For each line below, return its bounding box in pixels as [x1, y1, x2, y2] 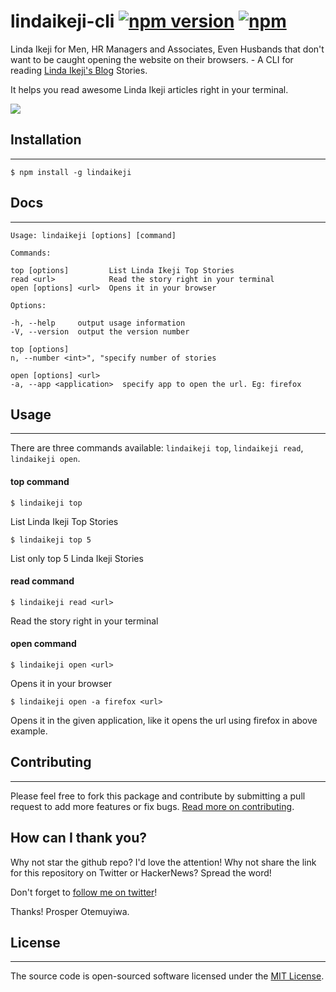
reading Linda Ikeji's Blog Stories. [10, 64, 148, 76]
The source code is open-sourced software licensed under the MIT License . [10, 970, 325, 982]
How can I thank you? [10, 830, 147, 847]
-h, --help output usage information [10, 318, 186, 328]
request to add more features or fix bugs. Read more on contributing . [10, 800, 295, 812]
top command [10, 475, 70, 487]
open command [10, 638, 77, 650]
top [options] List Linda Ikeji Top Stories [10, 265, 235, 275]
